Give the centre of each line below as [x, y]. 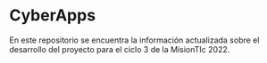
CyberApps [53, 16]
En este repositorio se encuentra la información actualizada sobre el [134, 40]
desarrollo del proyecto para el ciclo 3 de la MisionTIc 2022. [120, 49]
